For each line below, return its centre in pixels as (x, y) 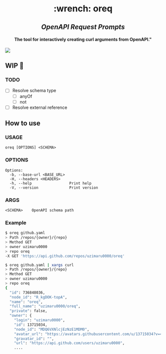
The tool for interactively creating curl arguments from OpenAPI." (83, 40)
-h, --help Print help (51, 183)
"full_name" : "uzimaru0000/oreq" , (45, 306)
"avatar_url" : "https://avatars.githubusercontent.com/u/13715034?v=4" (89, 334)
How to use (23, 124)
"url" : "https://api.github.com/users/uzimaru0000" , (69, 343)
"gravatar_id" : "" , (34, 339)
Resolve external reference (40, 107)
